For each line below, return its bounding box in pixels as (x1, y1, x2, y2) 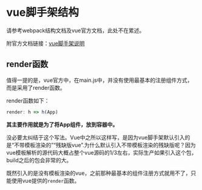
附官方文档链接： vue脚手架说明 (6, 39, 85, 47)
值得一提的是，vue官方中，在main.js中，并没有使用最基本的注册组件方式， (6, 76, 193, 84)
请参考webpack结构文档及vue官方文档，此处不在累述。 (6, 27, 145, 34)
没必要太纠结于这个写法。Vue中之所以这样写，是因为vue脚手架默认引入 (6, 134, 185, 141)
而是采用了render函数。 (6, 84, 66, 91)
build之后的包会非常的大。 (6, 156, 72, 164)
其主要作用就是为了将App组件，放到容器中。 (6, 121, 118, 128)
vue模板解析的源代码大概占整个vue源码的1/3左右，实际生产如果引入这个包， (6, 149, 197, 156)
